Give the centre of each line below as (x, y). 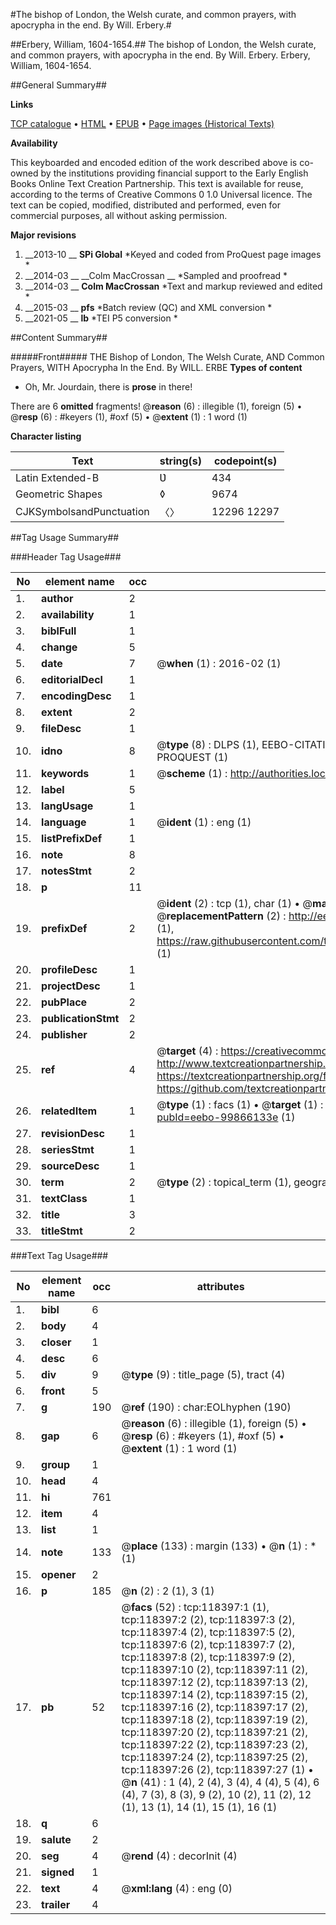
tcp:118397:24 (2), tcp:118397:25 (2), (214, 1757)
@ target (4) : (187, 1051)
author (57, 598)
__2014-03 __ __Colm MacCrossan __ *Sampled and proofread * (156, 275)
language (64, 822)
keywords (65, 773)
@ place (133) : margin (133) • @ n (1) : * (219, 1546)
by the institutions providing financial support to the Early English (174, 173)
